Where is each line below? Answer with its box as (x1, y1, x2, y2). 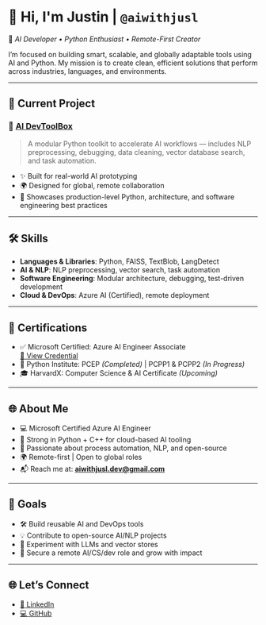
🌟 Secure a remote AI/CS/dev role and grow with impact (19, 548, 203, 557)
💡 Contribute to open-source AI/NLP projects (19, 530, 168, 540)
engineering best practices (19, 200, 108, 210)
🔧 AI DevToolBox (8, 121, 73, 132)
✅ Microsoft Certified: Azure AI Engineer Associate (19, 342, 186, 352)
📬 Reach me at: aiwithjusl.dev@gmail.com (19, 465, 165, 474)
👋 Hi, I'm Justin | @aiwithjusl (8, 8, 199, 26)
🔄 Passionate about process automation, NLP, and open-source (19, 443, 227, 453)
